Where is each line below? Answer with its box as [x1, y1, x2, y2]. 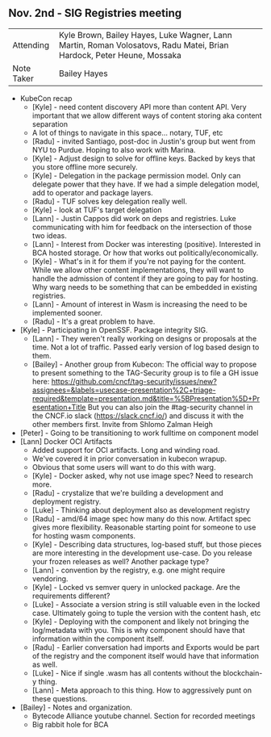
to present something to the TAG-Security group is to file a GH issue [31, 367, 259, 378]
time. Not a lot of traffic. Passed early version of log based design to [31, 342, 260, 352]
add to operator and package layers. [31, 187, 153, 197]
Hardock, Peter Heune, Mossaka [59, 49, 181, 61]
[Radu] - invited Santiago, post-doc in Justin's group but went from [31, 136, 256, 146]
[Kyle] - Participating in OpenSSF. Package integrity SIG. [19, 325, 208, 334]
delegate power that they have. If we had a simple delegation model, [31, 179, 260, 189]
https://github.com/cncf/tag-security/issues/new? [51, 376, 218, 386]
